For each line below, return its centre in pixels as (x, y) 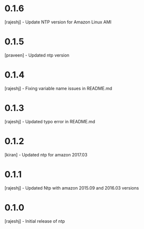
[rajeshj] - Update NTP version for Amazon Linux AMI (58, 22)
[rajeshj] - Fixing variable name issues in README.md (58, 88)
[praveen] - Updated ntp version (37, 55)
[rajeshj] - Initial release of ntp (35, 221)
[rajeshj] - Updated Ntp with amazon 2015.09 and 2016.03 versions (72, 188)
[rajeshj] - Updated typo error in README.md (50, 121)
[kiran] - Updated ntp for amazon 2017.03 (46, 154)
